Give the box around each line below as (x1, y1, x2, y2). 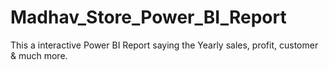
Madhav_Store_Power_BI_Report (10, 6, 287, 29)
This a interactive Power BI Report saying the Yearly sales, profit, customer (10, 39, 319, 51)
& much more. (10, 49, 68, 61)
